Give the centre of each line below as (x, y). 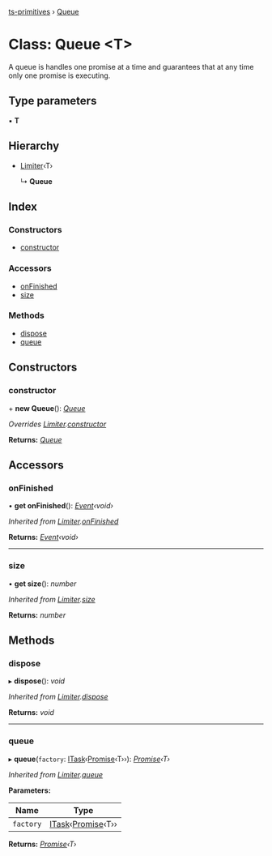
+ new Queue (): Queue (47, 408)
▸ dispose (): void (37, 681)
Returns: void (32, 713)
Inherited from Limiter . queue (56, 774)
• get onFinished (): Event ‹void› (61, 506)
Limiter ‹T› (36, 165)
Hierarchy (34, 146)
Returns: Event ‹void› (43, 537)
